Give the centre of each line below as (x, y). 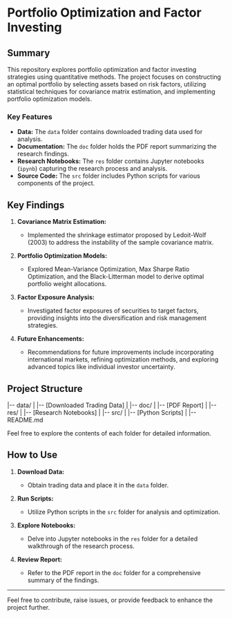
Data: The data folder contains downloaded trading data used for (110, 132)
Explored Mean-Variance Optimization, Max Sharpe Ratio (108, 269)
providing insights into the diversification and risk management (117, 318)
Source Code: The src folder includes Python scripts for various (108, 176)
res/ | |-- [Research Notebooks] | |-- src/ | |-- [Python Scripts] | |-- (102, 412)
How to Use (32, 455)
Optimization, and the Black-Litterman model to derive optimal (116, 277)
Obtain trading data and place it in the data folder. (98, 485)
